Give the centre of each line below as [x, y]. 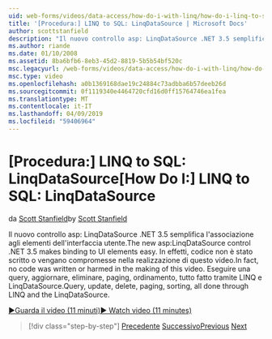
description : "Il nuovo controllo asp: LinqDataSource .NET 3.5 [119, 39]
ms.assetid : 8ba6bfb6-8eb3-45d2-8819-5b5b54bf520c [96, 62]
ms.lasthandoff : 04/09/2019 [56, 114]
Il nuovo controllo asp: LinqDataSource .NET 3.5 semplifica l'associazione [131, 234]
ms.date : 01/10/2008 [43, 54]
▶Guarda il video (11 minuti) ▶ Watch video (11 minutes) [100, 310]
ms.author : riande [39, 46]
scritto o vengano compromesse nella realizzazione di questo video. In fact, [134, 260]
